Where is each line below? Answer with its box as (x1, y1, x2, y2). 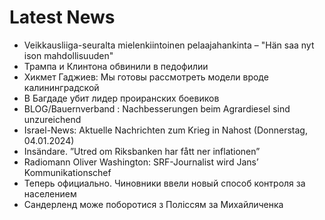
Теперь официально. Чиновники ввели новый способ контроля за (23, 177, 306, 189)
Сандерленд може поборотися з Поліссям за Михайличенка (23, 198, 284, 210)
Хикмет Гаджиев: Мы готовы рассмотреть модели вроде (23, 71, 269, 83)
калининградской (23, 81, 100, 93)
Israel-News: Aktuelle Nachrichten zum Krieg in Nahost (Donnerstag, (23, 124, 308, 136)
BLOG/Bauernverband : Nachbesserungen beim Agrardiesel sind (23, 102, 291, 115)
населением (23, 187, 77, 200)
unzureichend (23, 113, 82, 125)
